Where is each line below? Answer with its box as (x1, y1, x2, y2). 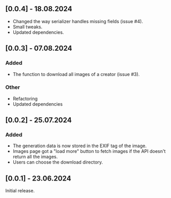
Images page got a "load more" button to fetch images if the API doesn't (12, 148, 166, 154)
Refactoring (12, 95, 38, 102)
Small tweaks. (12, 24, 43, 30)
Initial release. (5, 188, 35, 194)
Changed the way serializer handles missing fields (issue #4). (12, 18, 143, 24)
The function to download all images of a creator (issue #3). (12, 71, 140, 77)
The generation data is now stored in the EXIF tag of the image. (12, 143, 147, 149)
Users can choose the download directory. (12, 159, 103, 165)
